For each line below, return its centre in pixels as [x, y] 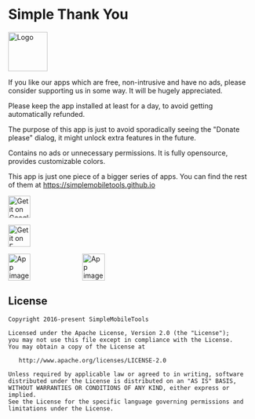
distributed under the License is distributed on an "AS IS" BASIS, [122, 381]
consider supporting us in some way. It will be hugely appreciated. [115, 90]
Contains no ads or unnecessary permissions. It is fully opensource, [118, 153]
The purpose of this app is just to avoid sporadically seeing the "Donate [124, 129]
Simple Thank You [68, 15]
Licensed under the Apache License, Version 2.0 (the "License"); [119, 333]
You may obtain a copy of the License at [77, 347]
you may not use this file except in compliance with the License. [121, 340]
